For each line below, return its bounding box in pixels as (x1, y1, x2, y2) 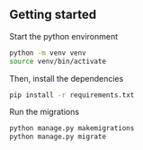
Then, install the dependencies (9, 73, 124, 84)
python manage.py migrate (9, 132, 106, 142)
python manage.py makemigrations (9, 124, 135, 133)
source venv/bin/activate (9, 57, 106, 66)
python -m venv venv (9, 49, 87, 57)
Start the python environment (9, 31, 119, 41)
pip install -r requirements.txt (9, 90, 135, 100)
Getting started (9, 7, 97, 22)
